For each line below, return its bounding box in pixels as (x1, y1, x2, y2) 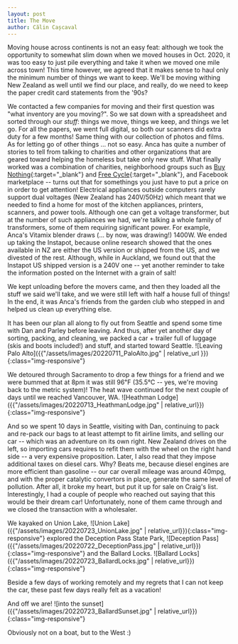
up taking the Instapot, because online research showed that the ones (7, 238, 212, 247)
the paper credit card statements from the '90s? (7, 88, 148, 97)
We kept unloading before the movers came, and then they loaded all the (7, 283, 221, 291)
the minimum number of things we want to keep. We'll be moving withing (7, 73, 221, 82)
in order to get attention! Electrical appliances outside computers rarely (7, 186, 215, 194)
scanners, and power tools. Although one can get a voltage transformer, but (7, 208, 229, 217)
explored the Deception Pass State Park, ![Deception (46, 534, 201, 543)
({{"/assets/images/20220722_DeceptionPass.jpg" (7, 542, 156, 550)
